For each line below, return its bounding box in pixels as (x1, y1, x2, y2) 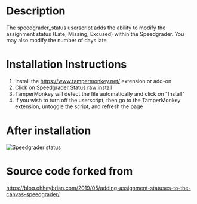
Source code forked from (6, 165, 133, 178)
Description (6, 4, 66, 18)
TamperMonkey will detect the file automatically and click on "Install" (14, 90, 185, 97)
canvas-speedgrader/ (6, 190, 60, 198)
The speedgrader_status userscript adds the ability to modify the (6, 24, 166, 31)
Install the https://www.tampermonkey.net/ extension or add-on (14, 77, 172, 84)
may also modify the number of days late (6, 36, 107, 44)
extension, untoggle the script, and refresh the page (14, 103, 143, 110)
